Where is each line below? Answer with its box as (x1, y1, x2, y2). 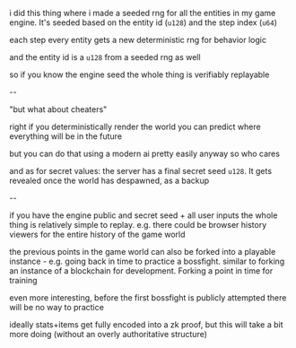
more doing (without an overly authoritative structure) (9, 329, 208, 339)
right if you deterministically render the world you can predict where (9, 121, 262, 132)
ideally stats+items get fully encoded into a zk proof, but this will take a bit (9, 319, 283, 330)
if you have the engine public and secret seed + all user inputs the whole (9, 210, 278, 221)
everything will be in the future (9, 131, 123, 142)
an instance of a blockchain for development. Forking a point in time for (9, 265, 274, 276)
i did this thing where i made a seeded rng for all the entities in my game (9, 8, 276, 18)
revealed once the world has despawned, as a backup (9, 175, 210, 186)
